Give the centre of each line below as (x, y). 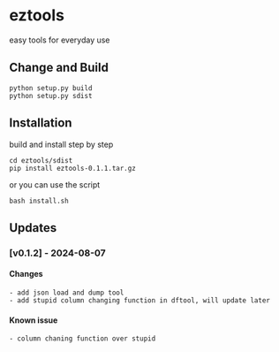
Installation (41, 123)
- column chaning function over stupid (83, 339)
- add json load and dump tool (67, 293)
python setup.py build (51, 88)
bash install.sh (39, 201)
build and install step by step (61, 144)
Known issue (34, 320)
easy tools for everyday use (60, 40)
